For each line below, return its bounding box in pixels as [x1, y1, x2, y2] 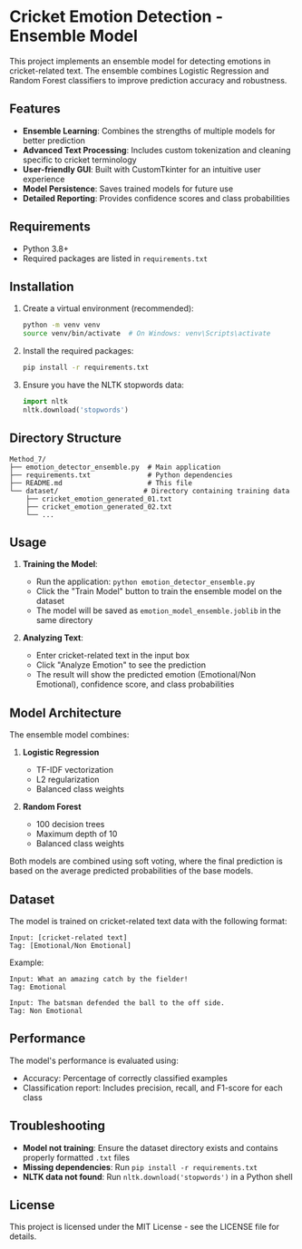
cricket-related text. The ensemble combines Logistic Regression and [9, 65, 269, 76]
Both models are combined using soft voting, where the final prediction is [9, 855, 283, 867]
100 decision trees [35, 819, 105, 830]
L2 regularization [35, 774, 100, 786]
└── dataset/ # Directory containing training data [9, 486, 290, 495]
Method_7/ [9, 454, 47, 463]
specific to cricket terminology [22, 154, 138, 165]
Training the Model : [22, 559, 98, 570]
